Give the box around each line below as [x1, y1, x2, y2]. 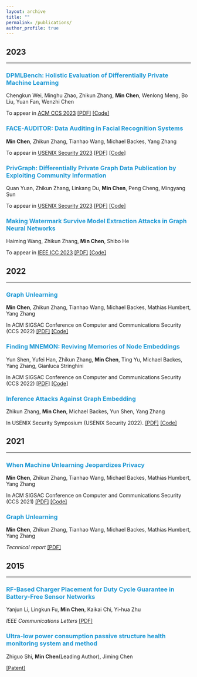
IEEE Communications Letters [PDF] [6, 618, 93, 625]
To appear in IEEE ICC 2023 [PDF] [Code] [6, 249, 107, 256]
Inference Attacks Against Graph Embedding [6, 394, 136, 403]
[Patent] [6, 664, 26, 671]
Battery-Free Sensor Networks [6, 593, 96, 601]
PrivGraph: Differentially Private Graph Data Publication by [6, 164, 176, 172]
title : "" [6, 14, 30, 20]
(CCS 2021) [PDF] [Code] [6, 498, 67, 505]
